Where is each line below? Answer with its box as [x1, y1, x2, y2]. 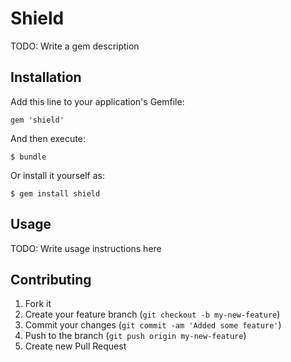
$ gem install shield [10, 188, 101, 199]
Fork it [24, 298, 52, 310]
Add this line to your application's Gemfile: [10, 95, 185, 107]
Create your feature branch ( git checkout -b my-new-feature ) [24, 308, 281, 321]
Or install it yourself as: [10, 169, 105, 181]
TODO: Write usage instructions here [10, 242, 162, 254]
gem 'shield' [10, 115, 65, 125]
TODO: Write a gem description [10, 40, 140, 52]
